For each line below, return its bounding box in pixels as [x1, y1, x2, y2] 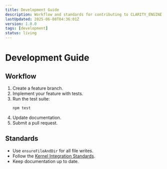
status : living [5, 30, 37, 35]
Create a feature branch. [12, 85, 63, 91]
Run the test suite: [12, 96, 50, 101]
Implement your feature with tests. [12, 90, 83, 96]
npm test [12, 105, 31, 110]
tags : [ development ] [5, 26, 48, 31]
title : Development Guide [5, 7, 59, 12]
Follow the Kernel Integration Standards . [12, 153, 95, 159]
